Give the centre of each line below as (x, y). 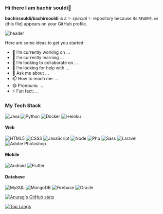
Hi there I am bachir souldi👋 (38, 8)
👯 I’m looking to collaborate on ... (45, 63)
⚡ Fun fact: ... (25, 91)
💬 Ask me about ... (30, 73)
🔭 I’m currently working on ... (41, 52)
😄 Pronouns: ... (28, 86)
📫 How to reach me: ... (35, 79)
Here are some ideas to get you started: (45, 43)
